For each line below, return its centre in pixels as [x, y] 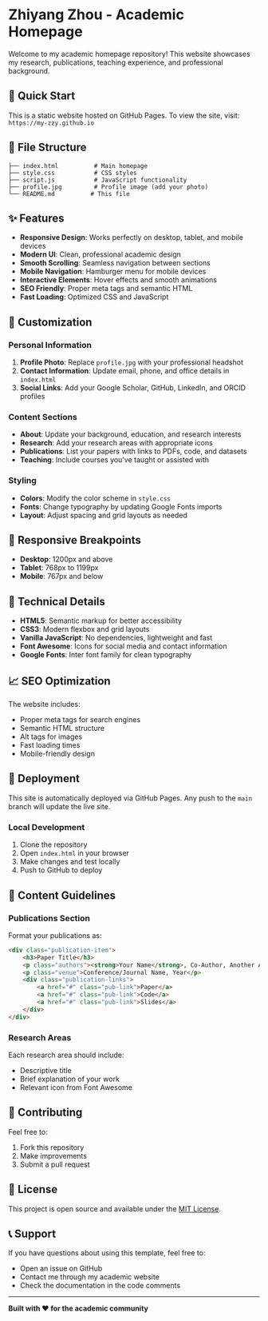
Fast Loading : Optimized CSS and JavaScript [94, 297]
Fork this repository [52, 1147]
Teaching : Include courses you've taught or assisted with [114, 460]
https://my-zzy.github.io [51, 123]
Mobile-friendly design [57, 754]
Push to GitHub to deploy [61, 870]
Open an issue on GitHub [61, 1268]
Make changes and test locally [70, 862]
